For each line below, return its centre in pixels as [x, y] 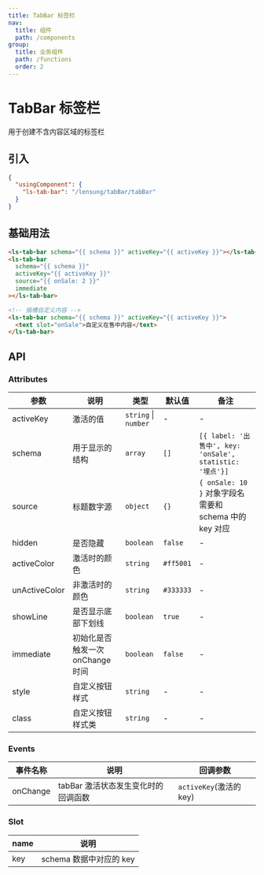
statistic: [219, 462]
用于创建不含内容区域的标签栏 [56, 132]
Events [22, 748]
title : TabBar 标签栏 [42, 15]
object [137, 506]
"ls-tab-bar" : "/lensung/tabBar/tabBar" [89, 192]
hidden [25, 543]
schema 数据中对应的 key [88, 858]
